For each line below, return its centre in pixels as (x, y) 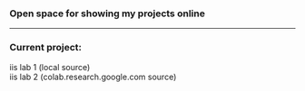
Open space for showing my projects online (108, 14)
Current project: (45, 48)
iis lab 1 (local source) (50, 67)
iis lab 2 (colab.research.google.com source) (93, 77)
